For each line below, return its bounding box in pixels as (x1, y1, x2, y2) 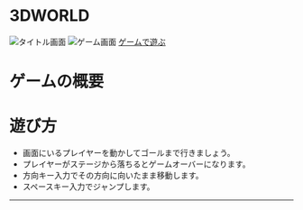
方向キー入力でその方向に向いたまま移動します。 (22, 170, 204, 181)
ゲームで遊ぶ (118, 36, 167, 47)
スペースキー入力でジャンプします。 (22, 181, 155, 192)
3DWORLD (9, 5, 90, 26)
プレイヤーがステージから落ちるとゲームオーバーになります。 (22, 159, 251, 169)
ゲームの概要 (9, 71, 105, 92)
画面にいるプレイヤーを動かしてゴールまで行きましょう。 (22, 148, 236, 159)
